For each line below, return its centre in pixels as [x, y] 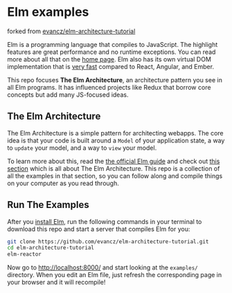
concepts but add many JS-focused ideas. [68, 95]
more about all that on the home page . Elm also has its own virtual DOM [109, 59]
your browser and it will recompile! [56, 282]
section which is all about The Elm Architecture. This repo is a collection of [114, 168]
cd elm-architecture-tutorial [51, 248]
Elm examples [48, 12]
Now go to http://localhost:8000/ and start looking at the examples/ [103, 267]
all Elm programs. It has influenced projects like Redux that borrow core [109, 87]
